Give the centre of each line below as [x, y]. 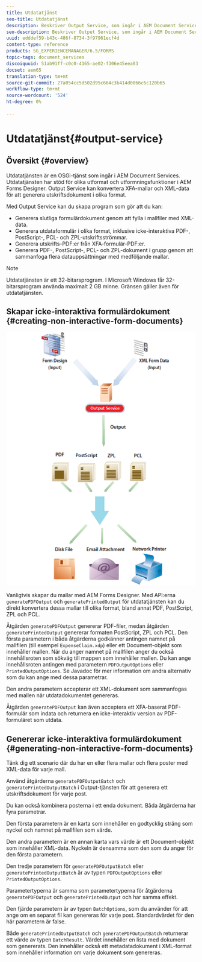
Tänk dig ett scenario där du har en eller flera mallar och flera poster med [97, 763]
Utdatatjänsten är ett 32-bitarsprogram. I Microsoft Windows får [85, 280]
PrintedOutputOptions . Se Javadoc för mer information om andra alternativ [99, 671]
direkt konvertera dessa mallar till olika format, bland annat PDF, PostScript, [100, 608]
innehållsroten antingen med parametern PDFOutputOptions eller [85, 665]
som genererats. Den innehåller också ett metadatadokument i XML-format [99, 946]
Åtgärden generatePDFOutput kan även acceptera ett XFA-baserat [87, 707]
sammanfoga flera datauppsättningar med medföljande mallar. [92, 256]
